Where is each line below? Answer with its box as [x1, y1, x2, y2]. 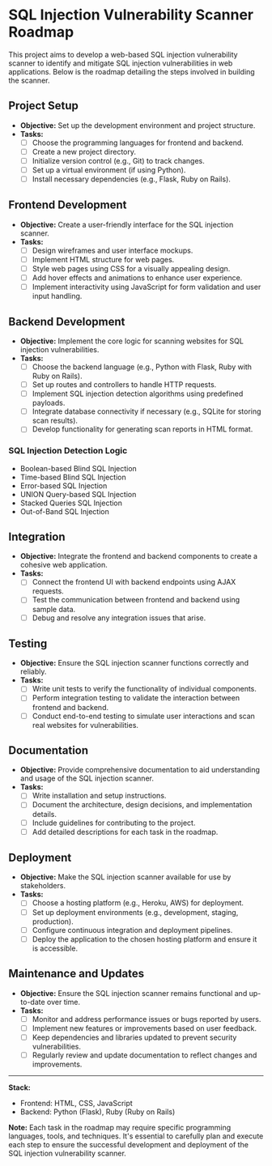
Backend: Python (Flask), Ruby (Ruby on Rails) [19, 1107, 176, 1117]
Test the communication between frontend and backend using [32, 595, 240, 605]
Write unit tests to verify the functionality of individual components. [32, 684, 257, 694]
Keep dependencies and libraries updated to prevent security [32, 1032, 237, 1042]
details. [32, 809, 57, 819]
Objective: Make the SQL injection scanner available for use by [19, 872, 232, 882]
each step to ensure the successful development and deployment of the [8, 1139, 249, 1149]
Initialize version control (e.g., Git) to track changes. [32, 155, 205, 165]
